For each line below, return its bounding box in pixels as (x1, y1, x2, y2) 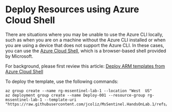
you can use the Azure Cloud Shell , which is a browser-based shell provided (5, 48, 166, 54)
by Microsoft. (5, 53, 33, 59)
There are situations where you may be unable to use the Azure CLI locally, (5, 31, 164, 37)
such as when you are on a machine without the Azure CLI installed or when (5, 37, 166, 43)
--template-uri (44, 97, 77, 102)
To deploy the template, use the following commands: (5, 78, 119, 84)
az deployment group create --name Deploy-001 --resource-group (5, 93, 145, 98)
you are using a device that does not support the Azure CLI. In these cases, (5, 42, 164, 48)
